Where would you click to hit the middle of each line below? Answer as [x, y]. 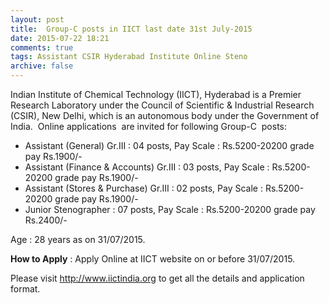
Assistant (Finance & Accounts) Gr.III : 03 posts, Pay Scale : [147, 167]
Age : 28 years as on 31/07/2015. [78, 239]
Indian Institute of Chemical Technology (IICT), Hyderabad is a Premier [156, 94]
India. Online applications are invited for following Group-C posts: [149, 126]
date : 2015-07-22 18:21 [60, 38]
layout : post [37, 19]
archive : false [42, 66]
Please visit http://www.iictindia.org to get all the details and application [157, 278]
